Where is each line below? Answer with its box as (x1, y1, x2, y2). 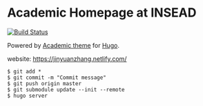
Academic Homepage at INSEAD (7, 5, 197, 21)
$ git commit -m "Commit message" (7, 74, 107, 81)
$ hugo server (7, 92, 48, 99)
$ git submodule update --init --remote (7, 86, 126, 93)
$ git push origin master (7, 80, 81, 87)
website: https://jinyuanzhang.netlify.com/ (7, 54, 127, 63)
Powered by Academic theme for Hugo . (7, 41, 119, 49)
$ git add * (7, 68, 41, 75)
